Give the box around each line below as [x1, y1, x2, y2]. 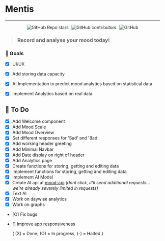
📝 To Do [5, 105, 29, 114]
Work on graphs [12, 202, 45, 207]
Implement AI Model [12, 174, 53, 180]
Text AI [12, 190, 27, 196]
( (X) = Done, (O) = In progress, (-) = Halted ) [12, 231, 104, 237]
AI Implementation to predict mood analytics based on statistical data [12, 81, 153, 87]
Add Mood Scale [12, 124, 46, 130]
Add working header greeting [12, 140, 72, 146]
